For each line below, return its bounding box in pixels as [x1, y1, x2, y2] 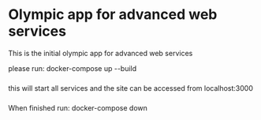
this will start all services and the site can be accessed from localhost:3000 [8, 83, 254, 92]
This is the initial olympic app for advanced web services [8, 48, 193, 58]
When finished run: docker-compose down [8, 103, 148, 112]
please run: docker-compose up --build [8, 63, 137, 73]
